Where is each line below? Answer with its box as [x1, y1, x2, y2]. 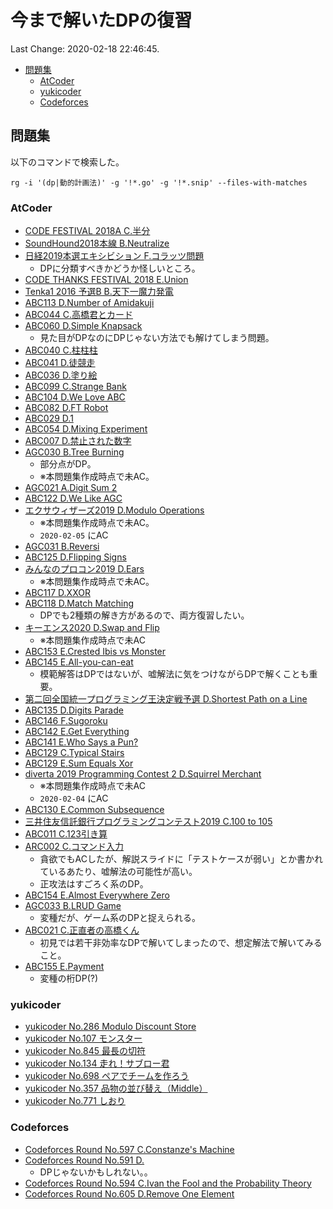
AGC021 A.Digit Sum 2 [24, 482, 118, 494]
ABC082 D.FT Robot [24, 402, 109, 414]
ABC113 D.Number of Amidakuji [24, 297, 155, 309]
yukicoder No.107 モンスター [24, 1032, 143, 1045]
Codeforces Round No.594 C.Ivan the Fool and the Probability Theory [24, 1177, 312, 1189]
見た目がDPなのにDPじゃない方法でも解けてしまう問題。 [39, 332, 275, 344]
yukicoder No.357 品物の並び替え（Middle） [24, 1082, 208, 1095]
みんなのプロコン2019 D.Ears [24, 563, 145, 575]
